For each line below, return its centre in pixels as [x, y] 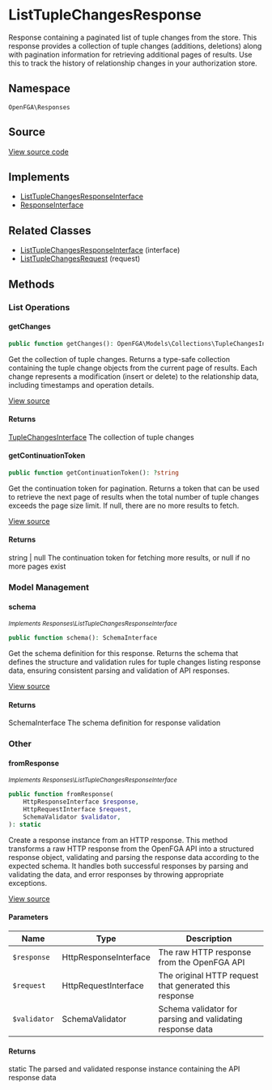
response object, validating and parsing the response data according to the [134, 857]
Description [209, 939]
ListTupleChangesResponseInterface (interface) [100, 250]
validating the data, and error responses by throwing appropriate [116, 874]
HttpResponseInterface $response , [81, 802]
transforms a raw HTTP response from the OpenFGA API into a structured [131, 849]
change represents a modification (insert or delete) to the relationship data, [134, 376]
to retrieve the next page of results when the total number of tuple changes [134, 496]
